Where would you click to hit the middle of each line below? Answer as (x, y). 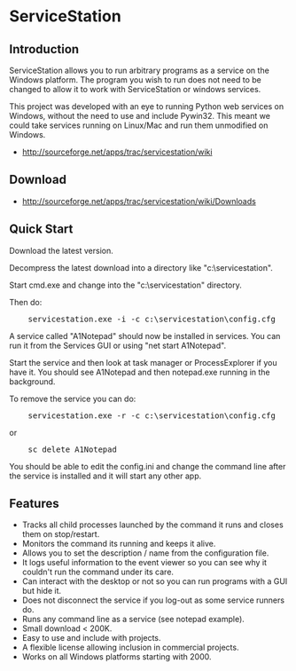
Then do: (26, 302)
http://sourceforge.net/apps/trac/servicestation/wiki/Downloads (139, 201)
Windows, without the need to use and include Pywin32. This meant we (140, 116)
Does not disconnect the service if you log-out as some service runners (153, 600)
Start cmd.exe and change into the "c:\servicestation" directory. (125, 285)
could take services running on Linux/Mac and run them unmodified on (139, 125)
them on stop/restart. (61, 534)
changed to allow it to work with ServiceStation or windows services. (135, 89)
